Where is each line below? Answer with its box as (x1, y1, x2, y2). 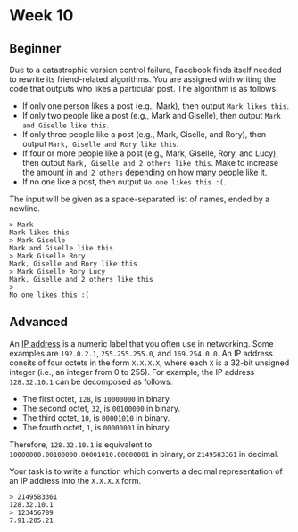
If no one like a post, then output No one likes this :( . (21, 176, 227, 187)
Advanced (9, 315, 69, 330)
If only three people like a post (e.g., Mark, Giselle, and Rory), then (21, 129, 267, 139)
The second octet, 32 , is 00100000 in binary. (21, 403, 181, 413)
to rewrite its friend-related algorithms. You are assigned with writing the (9, 74, 277, 85)
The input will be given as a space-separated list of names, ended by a (9, 193, 270, 204)
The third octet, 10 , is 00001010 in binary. (21, 412, 170, 423)
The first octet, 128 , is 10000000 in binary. (21, 393, 172, 404)
